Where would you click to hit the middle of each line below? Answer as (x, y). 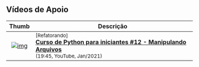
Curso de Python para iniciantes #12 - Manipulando (111, 42)
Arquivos (49, 49)
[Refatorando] (52, 35)
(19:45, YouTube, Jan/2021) (69, 56)
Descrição (113, 26)
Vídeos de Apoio (37, 10)
